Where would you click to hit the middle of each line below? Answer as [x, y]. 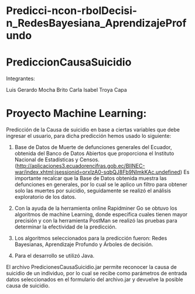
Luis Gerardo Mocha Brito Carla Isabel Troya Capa [66, 90]
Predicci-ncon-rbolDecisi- [72, 11]
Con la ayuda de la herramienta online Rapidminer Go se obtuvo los [96, 208]
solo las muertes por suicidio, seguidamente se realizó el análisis [93, 191]
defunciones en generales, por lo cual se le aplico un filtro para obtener [101, 185]
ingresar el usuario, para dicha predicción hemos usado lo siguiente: [89, 136]
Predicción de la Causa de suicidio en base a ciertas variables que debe [93, 130]
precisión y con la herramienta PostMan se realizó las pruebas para [96, 221]
